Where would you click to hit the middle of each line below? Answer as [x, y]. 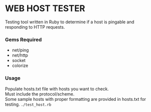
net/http [20, 55]
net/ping [20, 50]
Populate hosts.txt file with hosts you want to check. [57, 89]
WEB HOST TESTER [45, 8]
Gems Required [23, 39]
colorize [20, 65]
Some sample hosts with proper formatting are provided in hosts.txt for [75, 99]
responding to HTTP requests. [35, 27]
